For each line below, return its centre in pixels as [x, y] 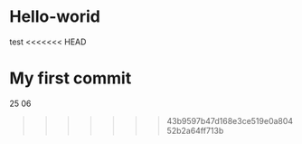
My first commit [71, 78]
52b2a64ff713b [195, 130]
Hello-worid [55, 17]
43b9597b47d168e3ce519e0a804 [230, 120]
